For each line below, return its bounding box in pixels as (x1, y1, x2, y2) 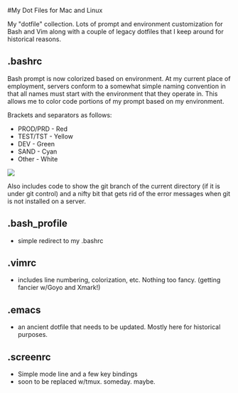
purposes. (17, 330, 48, 339)
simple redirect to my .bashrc (17, 236, 104, 244)
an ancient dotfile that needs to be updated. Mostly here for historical (17, 323, 221, 331)
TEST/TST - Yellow (17, 131, 73, 141)
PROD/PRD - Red (17, 124, 67, 133)
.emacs (7, 303, 41, 316)
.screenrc (7, 351, 51, 363)
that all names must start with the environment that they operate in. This (7, 89, 218, 98)
